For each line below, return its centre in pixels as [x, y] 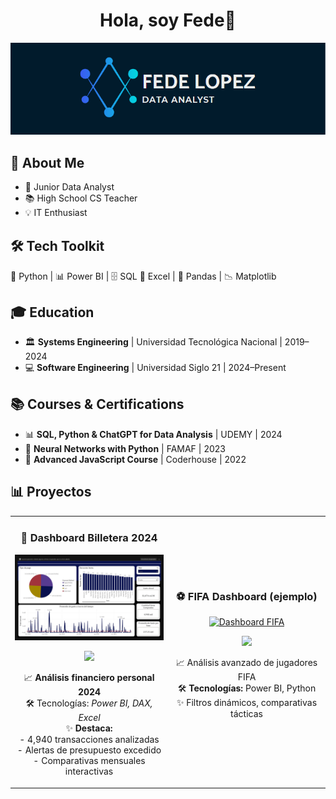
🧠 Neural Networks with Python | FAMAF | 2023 [125, 448]
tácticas [246, 713]
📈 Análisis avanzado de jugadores [246, 662]
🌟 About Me [47, 162]
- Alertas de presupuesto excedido [89, 750]
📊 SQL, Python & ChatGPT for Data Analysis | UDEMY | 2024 [153, 434]
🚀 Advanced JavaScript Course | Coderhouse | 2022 [135, 459]
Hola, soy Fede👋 [168, 20]
